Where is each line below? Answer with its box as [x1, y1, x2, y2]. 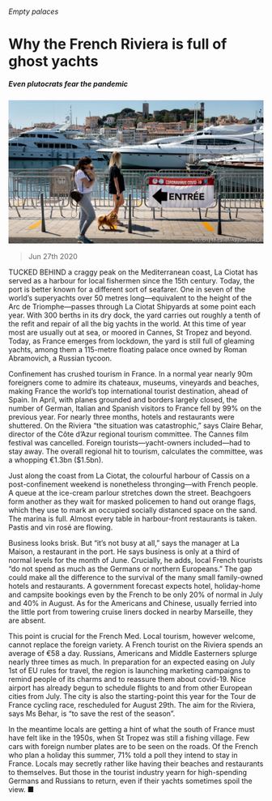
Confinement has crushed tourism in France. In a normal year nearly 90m [8, 369, 253, 379]
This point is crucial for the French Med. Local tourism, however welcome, [8, 632, 256, 641]
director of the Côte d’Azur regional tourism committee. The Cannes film [8, 429, 249, 439]
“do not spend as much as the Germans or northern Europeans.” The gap [8, 564, 253, 574]
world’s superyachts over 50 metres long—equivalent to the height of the [8, 293, 253, 303]
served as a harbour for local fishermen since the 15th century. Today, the [8, 276, 255, 286]
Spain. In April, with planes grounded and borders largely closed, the [8, 395, 237, 405]
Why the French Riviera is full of [8, 35, 227, 53]
